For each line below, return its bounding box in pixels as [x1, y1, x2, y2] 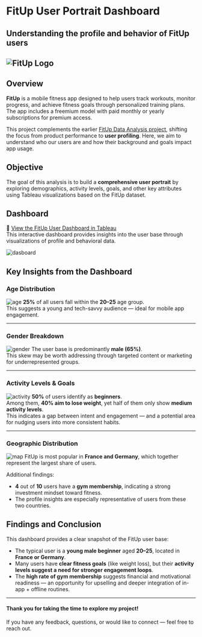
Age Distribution [6, 285, 55, 293]
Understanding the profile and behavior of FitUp [6, 28, 189, 39]
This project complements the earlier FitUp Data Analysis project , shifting [6, 125, 188, 133]
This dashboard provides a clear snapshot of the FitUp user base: [6, 535, 169, 542]
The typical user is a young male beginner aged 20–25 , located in [14, 547, 180, 554]
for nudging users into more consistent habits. [6, 418, 121, 426]
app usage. [6, 145, 34, 152]
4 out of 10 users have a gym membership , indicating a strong [14, 483, 171, 490]
